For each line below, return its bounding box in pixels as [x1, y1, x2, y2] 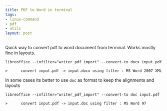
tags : [5, 12, 16, 17]
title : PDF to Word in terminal [5, 7, 72, 13]
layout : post [5, 31, 32, 36]
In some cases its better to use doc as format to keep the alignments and [5, 77, 154, 83]
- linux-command [5, 17, 39, 22]
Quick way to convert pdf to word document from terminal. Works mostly [5, 45, 156, 50]
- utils [5, 26, 21, 31]
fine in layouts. [5, 50, 35, 56]
